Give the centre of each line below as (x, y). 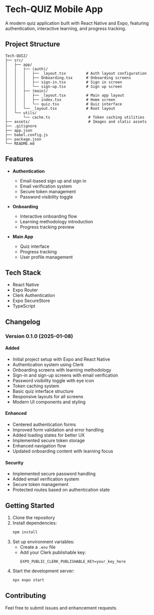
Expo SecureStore (31, 301)
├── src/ (14, 60)
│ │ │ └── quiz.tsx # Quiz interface (64, 104)
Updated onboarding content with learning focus (63, 451)
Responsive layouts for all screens (48, 396)
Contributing (26, 596)
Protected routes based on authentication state (61, 490)
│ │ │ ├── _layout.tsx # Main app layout (65, 95)
